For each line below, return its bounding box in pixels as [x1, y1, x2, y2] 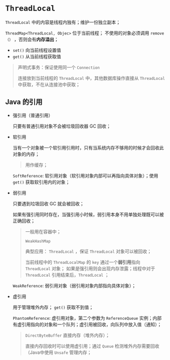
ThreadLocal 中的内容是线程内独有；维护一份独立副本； [5, 19, 121, 25]
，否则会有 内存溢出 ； [14, 36, 59, 42]
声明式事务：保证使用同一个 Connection [17, 64, 100, 70]
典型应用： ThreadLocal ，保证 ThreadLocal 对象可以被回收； [25, 248, 152, 254]
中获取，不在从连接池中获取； [17, 81, 80, 87]
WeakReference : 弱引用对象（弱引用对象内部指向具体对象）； [12, 282, 136, 288]
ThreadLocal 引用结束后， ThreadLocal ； [25, 272, 109, 278]
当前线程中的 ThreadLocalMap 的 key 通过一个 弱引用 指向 [25, 259, 141, 265]
